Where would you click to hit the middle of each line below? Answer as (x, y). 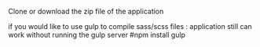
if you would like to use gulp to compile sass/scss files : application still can (130, 26)
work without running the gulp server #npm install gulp (97, 35)
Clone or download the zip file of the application (86, 11)
